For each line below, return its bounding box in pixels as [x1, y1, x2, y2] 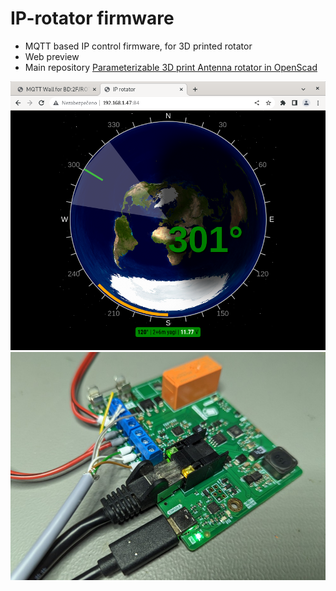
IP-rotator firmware [10, 7, 175, 30]
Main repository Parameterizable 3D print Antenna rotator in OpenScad [24, 61, 318, 73]
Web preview [24, 50, 80, 62]
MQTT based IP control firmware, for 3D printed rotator [24, 40, 253, 52]
